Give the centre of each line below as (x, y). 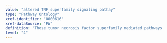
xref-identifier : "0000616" (35, 19)
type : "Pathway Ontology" (32, 14)
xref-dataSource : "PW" (29, 23)
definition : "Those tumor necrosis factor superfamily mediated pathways (84, 28)
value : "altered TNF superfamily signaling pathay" (60, 10)
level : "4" (17, 33)
